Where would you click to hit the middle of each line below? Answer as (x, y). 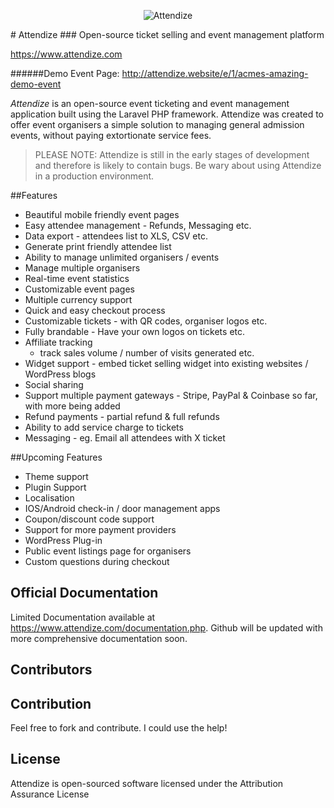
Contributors (51, 670)
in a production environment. (94, 176)
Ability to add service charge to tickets (104, 427)
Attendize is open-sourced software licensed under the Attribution (147, 783)
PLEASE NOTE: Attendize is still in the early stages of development (172, 154)
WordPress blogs (60, 374)
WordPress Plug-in (63, 540)
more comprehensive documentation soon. (99, 638)
